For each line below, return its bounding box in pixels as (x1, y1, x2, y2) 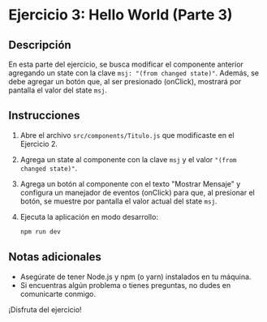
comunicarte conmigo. (19, 289, 96, 298)
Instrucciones (8, 109, 80, 122)
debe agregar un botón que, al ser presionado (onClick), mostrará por (8, 77, 242, 86)
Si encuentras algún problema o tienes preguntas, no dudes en (19, 280, 231, 290)
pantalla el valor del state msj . (8, 85, 108, 95)
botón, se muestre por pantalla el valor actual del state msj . (19, 196, 217, 206)
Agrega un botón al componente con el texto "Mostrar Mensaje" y (19, 178, 241, 188)
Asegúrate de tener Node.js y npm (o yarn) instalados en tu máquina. (19, 272, 252, 281)
